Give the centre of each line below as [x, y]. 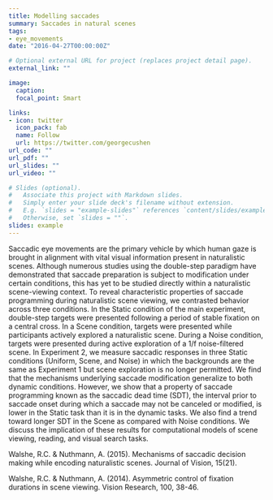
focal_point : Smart [49, 98]
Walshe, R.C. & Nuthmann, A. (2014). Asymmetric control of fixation [121, 478]
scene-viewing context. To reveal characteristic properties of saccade [126, 291]
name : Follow [38, 136]
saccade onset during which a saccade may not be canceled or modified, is [135, 403]
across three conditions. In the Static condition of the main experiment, [127, 308]
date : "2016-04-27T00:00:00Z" [60, 46]
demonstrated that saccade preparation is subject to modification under [129, 274]
